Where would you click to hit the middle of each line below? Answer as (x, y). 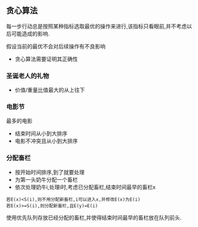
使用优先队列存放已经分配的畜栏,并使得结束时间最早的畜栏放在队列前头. (94, 217)
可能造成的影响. (30, 33)
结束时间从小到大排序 (41, 133)
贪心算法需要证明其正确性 (46, 59)
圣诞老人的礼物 (28, 76)
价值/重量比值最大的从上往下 (50, 90)
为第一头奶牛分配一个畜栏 (46, 179)
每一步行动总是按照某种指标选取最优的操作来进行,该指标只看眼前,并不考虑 (97, 26)
